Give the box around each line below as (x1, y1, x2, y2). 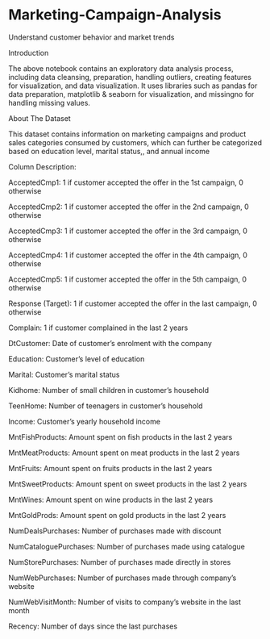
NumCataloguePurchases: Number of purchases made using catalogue (8, 541, 246, 551)
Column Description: (8, 161, 77, 171)
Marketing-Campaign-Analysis (8, 6, 222, 24)
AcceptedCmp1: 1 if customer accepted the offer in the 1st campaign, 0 (8, 177, 243, 187)
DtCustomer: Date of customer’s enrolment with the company (8, 338, 212, 348)
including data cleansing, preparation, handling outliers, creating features (8, 72, 252, 81)
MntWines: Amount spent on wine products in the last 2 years (8, 495, 214, 504)
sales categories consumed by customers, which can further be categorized (8, 137, 262, 147)
